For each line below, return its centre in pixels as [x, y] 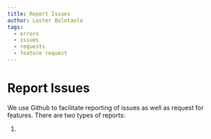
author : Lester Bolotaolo [45, 20]
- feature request [41, 54]
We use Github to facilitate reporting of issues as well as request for [105, 107]
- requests [30, 47]
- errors [26, 34]
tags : [15, 27]
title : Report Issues [39, 14]
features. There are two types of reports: [66, 115]
